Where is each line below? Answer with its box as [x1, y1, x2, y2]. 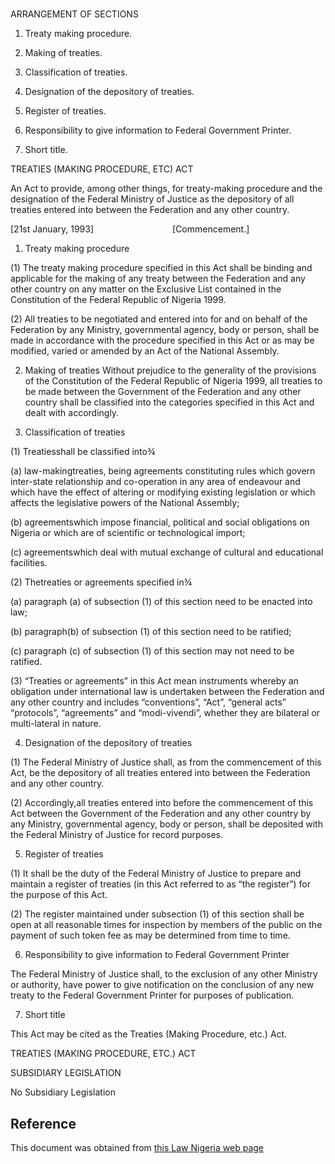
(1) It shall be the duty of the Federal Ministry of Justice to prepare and [10, 868, 302, 880]
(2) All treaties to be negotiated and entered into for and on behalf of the [10, 313, 308, 325]
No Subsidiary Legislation [10, 1086, 116, 1098]
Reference [10, 1115, 77, 1132]
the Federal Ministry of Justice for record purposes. [10, 829, 224, 841]
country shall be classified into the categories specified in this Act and [24, 396, 315, 408]
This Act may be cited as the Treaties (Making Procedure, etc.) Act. [10, 1028, 288, 1040]
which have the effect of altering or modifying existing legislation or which [10, 486, 316, 498]
